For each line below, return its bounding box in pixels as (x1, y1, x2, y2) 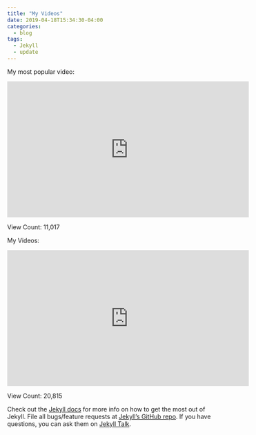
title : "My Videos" (7, 10, 63, 17)
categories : (7, 23, 41, 30)
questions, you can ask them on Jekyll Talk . (7, 419, 132, 428)
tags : (7, 36, 23, 43)
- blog (13, 29, 32, 37)
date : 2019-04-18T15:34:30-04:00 (7, 17, 104, 23)
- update (13, 49, 39, 56)
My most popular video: (7, 67, 75, 76)
